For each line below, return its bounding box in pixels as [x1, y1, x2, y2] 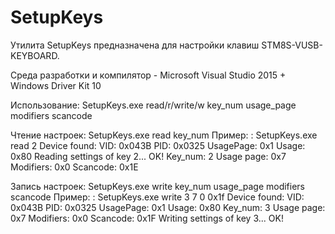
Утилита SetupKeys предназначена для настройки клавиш [10, 39, 260, 51]
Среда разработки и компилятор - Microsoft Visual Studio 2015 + [10, 69, 287, 81]
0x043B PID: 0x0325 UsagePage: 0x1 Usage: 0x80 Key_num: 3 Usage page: [10, 201, 326, 213]
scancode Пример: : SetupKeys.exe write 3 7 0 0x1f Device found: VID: [10, 191, 305, 203]
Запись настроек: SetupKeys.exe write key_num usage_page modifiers [10, 180, 306, 192]
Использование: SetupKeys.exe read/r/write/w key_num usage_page [10, 99, 297, 111]
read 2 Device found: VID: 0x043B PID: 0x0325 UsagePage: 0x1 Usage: [10, 139, 306, 151]
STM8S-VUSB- [261, 39, 323, 51]
